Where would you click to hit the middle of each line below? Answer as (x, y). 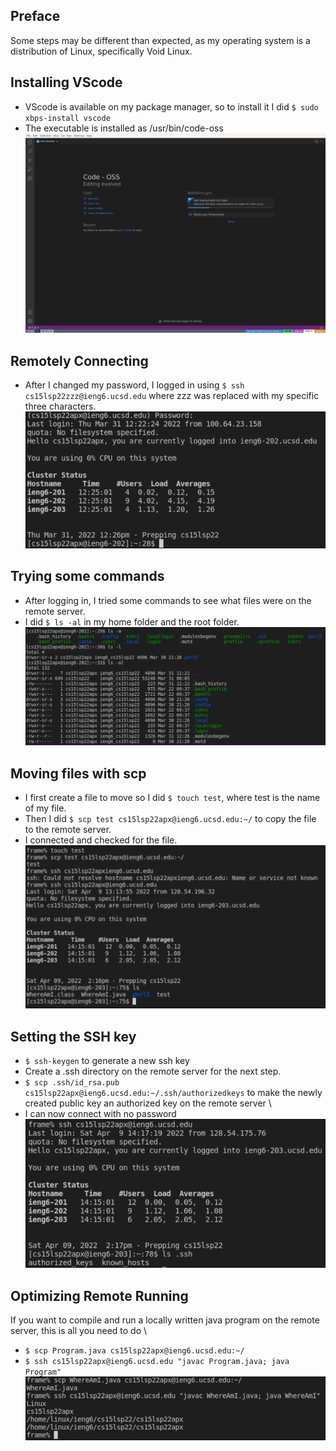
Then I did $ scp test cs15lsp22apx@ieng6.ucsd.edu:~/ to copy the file (170, 819)
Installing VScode (66, 82)
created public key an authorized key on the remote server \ (148, 1103)
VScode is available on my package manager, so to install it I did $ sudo (171, 106)
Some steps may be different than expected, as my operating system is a (160, 40)
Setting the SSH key (73, 1036)
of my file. (45, 808)
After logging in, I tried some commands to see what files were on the (168, 600)
